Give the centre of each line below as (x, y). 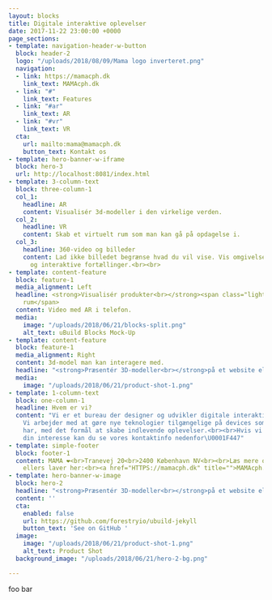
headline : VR (45, 227)
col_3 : (27, 242)
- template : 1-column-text (54, 393)
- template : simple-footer (54, 446)
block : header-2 (43, 54)
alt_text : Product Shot (63, 551)
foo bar (21, 589)
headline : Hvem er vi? (54, 408)
